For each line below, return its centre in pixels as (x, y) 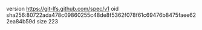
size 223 (47, 21)
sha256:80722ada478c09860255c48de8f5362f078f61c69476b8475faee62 (101, 15)
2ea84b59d (21, 21)
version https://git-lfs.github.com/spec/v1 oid (63, 9)
